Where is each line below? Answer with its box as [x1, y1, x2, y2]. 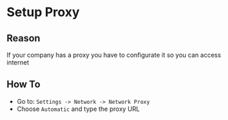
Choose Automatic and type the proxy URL [16, 105, 140, 113]
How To [6, 79, 41, 91]
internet [6, 58, 30, 67]
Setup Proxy [6, 4, 80, 20]
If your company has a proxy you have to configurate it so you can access [6, 51, 222, 59]
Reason [6, 32, 41, 44]
